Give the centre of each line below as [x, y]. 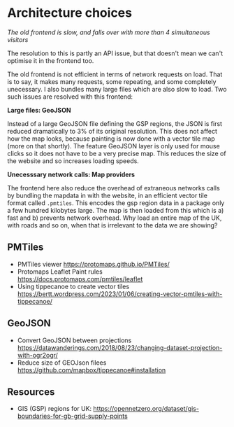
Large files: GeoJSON [39, 110]
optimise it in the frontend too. [51, 60]
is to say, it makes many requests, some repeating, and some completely [112, 81]
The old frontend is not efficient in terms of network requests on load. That [115, 74]
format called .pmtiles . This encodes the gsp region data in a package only [116, 203]
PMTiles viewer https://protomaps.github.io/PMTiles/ [93, 264]
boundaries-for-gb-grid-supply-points [72, 416]
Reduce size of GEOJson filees [62, 363]
